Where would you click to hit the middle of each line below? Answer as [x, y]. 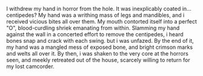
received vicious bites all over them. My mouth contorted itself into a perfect [101, 21]
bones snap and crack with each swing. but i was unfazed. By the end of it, [100, 41]
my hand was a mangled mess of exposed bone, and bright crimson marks [99, 47]
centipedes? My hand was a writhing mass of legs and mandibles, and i [95, 15]
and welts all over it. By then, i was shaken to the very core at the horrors [98, 53]
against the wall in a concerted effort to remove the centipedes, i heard [95, 34]
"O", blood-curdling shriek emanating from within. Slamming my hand [93, 28]
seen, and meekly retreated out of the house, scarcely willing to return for [98, 60]
